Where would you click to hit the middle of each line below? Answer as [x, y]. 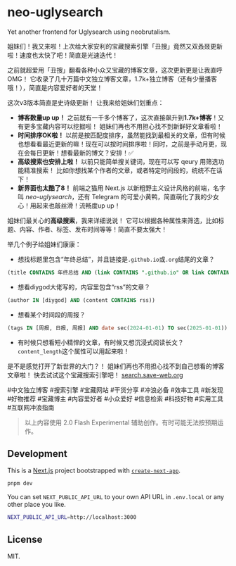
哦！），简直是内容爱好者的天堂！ [55, 87]
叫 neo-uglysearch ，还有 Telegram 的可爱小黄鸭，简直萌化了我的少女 [118, 196]
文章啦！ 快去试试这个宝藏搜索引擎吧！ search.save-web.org [96, 375]
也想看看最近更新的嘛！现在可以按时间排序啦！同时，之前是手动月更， [119, 144]
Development [38, 454]
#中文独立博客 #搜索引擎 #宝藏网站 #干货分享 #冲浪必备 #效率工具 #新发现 [115, 390]
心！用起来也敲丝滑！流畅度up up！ [69, 206]
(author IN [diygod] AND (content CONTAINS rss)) [81, 300]
